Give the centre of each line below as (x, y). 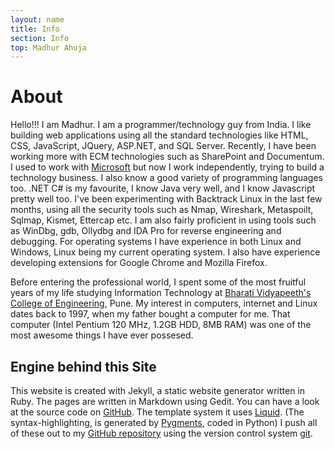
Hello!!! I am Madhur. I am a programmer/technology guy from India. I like (161, 125)
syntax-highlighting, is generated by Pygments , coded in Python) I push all (164, 422)
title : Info (35, 29)
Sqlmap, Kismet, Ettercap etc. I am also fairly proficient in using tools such (163, 220)
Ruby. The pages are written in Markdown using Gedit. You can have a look (165, 401)
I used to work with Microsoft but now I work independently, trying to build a (167, 167)
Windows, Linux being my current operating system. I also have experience (165, 252)
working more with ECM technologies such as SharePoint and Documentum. (167, 157)
